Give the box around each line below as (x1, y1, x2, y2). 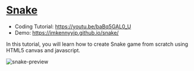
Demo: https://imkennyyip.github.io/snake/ (14, 29, 119, 36)
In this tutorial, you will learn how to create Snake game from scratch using (6, 40, 188, 48)
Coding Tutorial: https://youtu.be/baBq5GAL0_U (14, 23, 131, 30)
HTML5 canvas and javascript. (6, 46, 81, 53)
